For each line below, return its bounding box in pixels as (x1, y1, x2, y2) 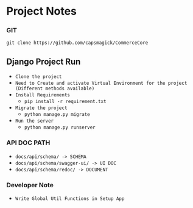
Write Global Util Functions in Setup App (15, 195, 125, 202)
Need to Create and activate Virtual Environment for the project (15, 81, 188, 87)
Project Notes (6, 4, 77, 18)
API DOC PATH (6, 138, 51, 147)
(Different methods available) (15, 85, 95, 92)
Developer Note (6, 181, 54, 189)
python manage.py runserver (24, 124, 96, 131)
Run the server (15, 118, 54, 124)
